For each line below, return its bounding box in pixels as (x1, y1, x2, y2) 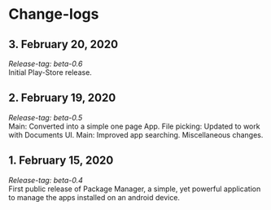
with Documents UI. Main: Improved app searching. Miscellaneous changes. (8, 129, 264, 139)
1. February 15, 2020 (8, 154, 114, 168)
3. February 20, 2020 (8, 37, 119, 51)
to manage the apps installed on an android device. (8, 192, 181, 202)
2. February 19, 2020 (8, 91, 116, 105)
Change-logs (8, 5, 99, 24)
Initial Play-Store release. (8, 68, 92, 77)
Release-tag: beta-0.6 (8, 59, 83, 68)
